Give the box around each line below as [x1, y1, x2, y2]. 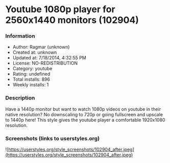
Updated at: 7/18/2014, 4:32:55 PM [12, 55, 87, 61]
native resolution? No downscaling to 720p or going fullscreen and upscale [5, 111, 163, 117]
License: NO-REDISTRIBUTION [12, 60, 78, 67]
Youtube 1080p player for [5, 4, 116, 15]
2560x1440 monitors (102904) [5, 14, 139, 26]
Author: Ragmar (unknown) [12, 44, 70, 50]
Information [5, 32, 35, 40]
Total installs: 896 [12, 76, 50, 82]
